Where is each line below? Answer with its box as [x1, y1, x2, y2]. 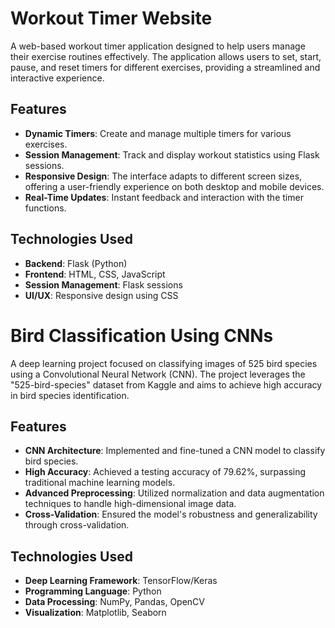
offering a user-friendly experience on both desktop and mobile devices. [24, 180, 325, 192]
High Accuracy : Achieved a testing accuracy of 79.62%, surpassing [24, 466, 307, 478]
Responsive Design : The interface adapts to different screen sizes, [24, 170, 303, 182]
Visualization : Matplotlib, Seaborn [24, 607, 167, 619]
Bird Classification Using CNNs [10, 324, 274, 347]
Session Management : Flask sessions [24, 278, 183, 291]
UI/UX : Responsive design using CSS [24, 289, 179, 301]
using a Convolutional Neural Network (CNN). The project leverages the [10, 368, 306, 380]
